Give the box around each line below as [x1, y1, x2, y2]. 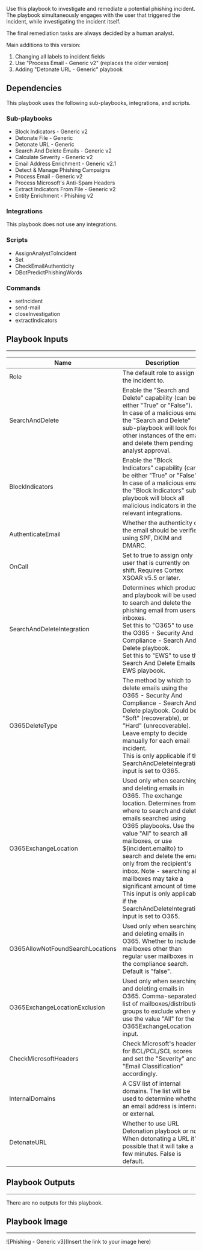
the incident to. [122, 376, 165, 385]
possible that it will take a [122, 1142, 194, 1150]
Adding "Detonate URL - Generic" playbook [14, 66, 123, 73]
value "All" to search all [122, 829, 188, 837]
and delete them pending [122, 438, 194, 447]
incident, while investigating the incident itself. [6, 18, 121, 25]
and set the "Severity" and [122, 1054, 197, 1063]
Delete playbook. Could [122, 706, 189, 714]
